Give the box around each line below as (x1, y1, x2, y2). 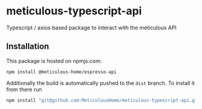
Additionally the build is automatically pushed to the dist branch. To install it (6, 79, 195, 86)
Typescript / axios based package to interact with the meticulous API (6, 24, 177, 31)
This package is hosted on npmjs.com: (6, 57, 102, 64)
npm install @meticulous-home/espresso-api (6, 69, 117, 75)
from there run (6, 86, 42, 93)
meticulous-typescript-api (6, 4, 142, 18)
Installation (6, 41, 49, 52)
